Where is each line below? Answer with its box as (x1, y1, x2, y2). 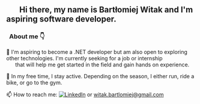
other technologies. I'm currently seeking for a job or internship (6, 54, 163, 62)
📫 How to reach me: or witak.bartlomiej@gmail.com (6, 91, 164, 98)
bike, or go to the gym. (6, 79, 62, 86)
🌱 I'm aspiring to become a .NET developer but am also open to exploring (6, 48, 188, 56)
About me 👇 (8, 32, 45, 41)
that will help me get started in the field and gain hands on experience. (14, 61, 190, 68)
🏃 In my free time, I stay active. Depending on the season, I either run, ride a (6, 72, 195, 79)
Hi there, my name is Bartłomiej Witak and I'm (19, 5, 193, 15)
